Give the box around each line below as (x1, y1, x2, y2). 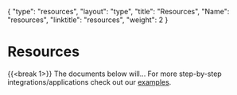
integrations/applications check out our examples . (7, 77, 172, 86)
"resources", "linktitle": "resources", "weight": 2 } (7, 15, 169, 25)
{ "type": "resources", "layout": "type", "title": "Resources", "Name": (7, 7, 230, 16)
